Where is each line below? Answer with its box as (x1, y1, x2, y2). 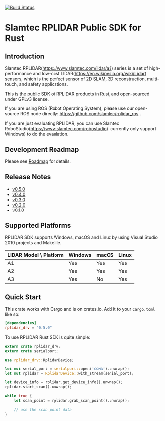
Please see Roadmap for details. (5, 158, 71, 164)
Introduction (5, 52, 45, 60)
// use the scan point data (14, 407, 72, 412)
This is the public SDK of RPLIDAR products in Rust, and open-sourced (5, 91, 150, 97)
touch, (5, 81, 18, 87)
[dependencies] (5, 321, 37, 326)
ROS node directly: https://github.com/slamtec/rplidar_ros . (20, 111, 141, 116)
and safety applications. (19, 81, 68, 87)
